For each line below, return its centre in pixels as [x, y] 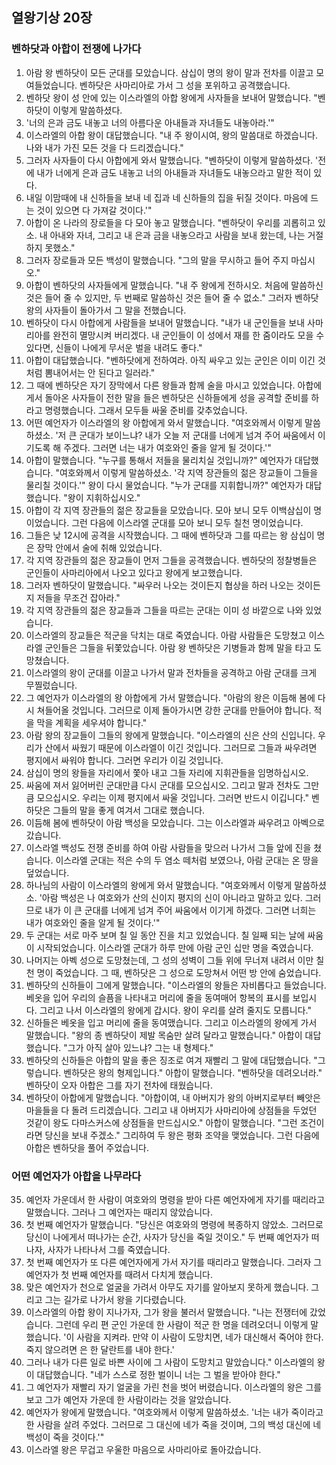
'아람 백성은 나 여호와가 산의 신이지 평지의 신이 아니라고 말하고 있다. [171, 897]
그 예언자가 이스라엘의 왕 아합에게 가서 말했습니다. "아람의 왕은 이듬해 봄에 [170, 697]
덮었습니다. [47, 872]
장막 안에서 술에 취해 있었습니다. [99, 547]
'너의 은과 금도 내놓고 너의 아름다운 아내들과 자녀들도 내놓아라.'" [150, 122]
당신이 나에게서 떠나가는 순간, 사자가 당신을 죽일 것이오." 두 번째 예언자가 [167, 1237]
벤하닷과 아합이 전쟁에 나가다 [76, 49]
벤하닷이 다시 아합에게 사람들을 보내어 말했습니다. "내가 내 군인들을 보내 [165, 322]
